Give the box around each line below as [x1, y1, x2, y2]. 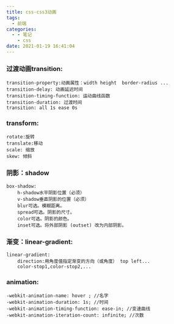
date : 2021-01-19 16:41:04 [6, 43, 75, 50]
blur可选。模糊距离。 [17, 203, 65, 209]
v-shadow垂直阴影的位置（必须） [17, 196, 90, 202]
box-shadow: [6, 183, 37, 189]
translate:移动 [6, 140, 43, 147]
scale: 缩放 [6, 147, 35, 153]
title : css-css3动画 [6, 9, 57, 15]
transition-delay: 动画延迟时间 [6, 86, 84, 92]
